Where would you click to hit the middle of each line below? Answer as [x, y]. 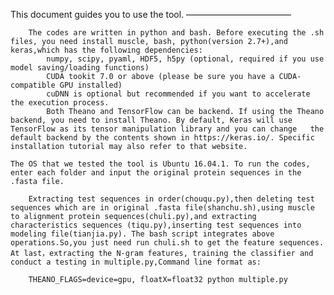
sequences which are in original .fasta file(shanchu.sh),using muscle [162, 208]
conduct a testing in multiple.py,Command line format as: [136, 262]
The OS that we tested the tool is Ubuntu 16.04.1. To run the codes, [160, 164]
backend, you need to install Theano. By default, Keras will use [151, 120]
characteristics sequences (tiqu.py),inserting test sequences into [156, 225]
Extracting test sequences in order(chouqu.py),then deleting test [171, 199]
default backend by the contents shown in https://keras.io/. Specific [162, 138]
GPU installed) [91, 85]
